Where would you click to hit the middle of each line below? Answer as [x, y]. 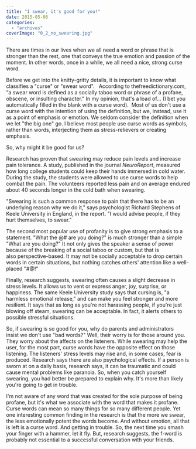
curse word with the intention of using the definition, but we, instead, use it [96, 111]
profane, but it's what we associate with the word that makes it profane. [92, 403]
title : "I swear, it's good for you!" [53, 11]
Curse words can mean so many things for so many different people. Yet [93, 409]
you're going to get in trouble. [42, 385]
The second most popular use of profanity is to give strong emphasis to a [94, 232]
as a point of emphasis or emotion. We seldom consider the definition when [97, 117]
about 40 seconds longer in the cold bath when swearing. [76, 190]
